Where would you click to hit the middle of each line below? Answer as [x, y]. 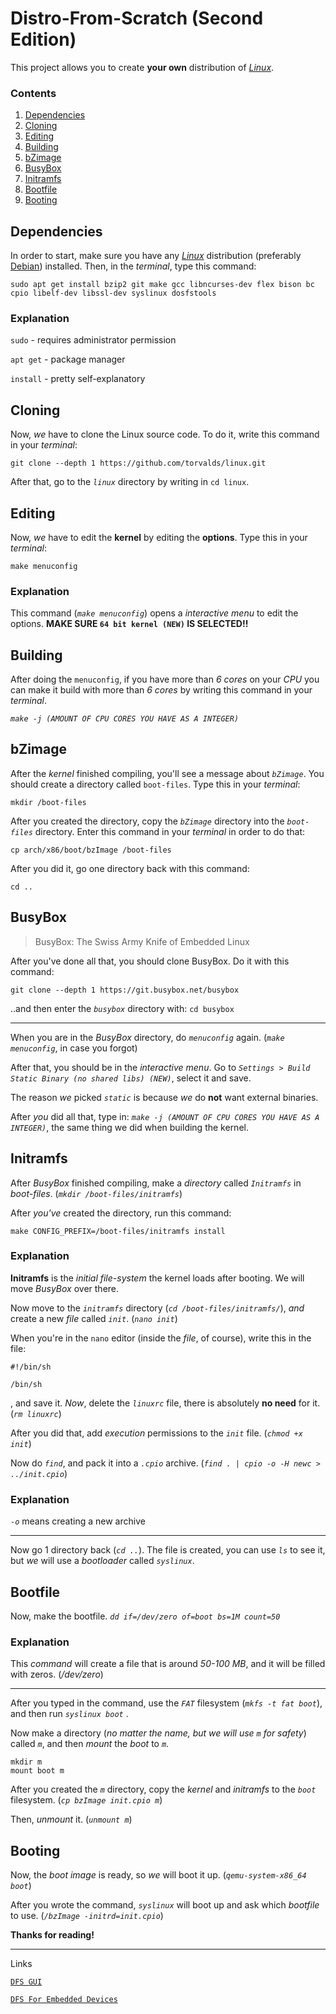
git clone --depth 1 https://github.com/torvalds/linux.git [138, 463]
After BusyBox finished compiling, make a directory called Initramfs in [156, 1183]
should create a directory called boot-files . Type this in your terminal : [155, 784]
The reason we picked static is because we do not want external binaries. [164, 1097]
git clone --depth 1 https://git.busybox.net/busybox [125, 990]
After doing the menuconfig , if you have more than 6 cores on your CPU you [165, 679]
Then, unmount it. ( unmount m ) [71, 1819]
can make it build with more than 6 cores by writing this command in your [161, 690]
